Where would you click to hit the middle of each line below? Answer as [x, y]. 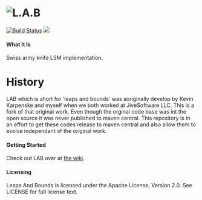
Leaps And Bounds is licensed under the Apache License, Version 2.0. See [99, 185]
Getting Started [26, 144]
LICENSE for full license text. [42, 192]
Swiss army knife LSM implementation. [55, 58]
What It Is [19, 44]
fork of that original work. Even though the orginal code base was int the [96, 112]
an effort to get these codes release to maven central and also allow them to [101, 124]
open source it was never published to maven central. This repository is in [98, 118]
